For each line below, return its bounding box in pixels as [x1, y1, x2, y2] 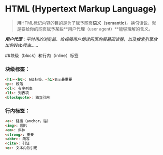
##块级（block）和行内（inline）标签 [5, 52, 79, 58]
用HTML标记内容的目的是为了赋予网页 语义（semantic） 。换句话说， [16, 20, 152, 26]
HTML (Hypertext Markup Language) [5, 3, 157, 14]
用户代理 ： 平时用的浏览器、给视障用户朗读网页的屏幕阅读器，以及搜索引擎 [5, 36, 153, 42]
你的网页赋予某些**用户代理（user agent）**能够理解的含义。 [30, 26, 153, 32]
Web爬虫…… [13, 42, 39, 48]
